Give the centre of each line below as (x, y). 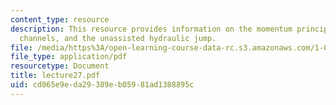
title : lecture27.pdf (55, 76)
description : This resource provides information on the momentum (151, 29)
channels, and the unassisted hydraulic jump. (118, 38)
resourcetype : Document (60, 66)
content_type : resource (60, 19)
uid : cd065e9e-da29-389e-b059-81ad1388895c (102, 85)
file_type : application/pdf (69, 57)
